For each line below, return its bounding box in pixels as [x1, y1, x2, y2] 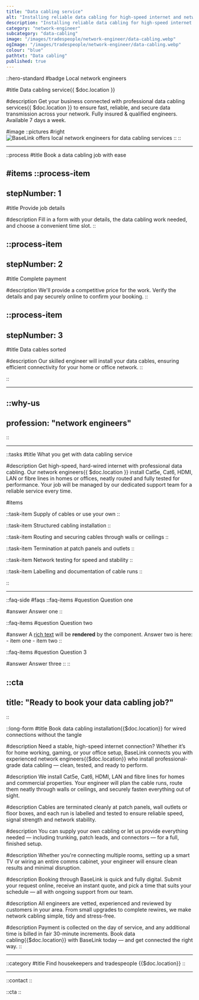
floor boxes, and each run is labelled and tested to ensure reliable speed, [6, 810, 184, 817]
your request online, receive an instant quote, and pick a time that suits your [6, 881, 192, 889]
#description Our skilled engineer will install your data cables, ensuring [6, 357, 179, 365]
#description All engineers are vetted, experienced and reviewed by [6, 899, 172, 907]
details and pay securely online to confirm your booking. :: [6, 293, 148, 300]
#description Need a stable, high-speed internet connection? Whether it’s [6, 742, 185, 750]
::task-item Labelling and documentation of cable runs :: [6, 568, 143, 575]
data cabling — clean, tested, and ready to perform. [21, 761, 148, 768]
